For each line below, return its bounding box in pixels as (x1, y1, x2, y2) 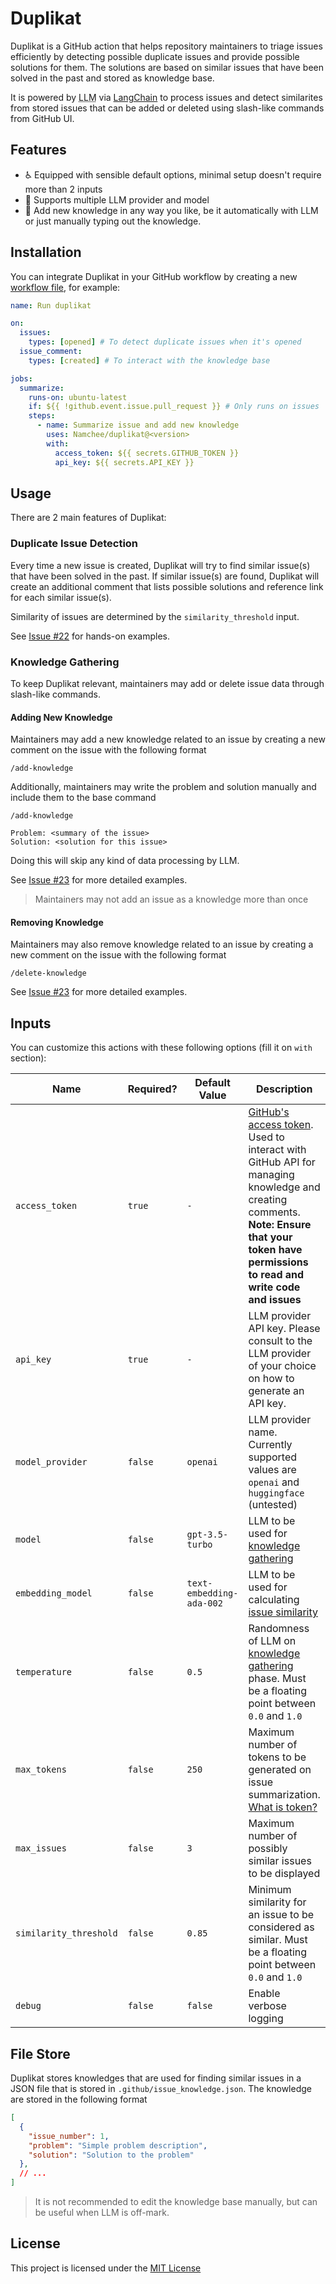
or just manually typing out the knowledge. (24, 215, 202, 227)
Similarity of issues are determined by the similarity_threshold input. (10, 610, 300, 622)
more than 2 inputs (24, 183, 103, 195)
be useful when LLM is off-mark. (34, 2207, 170, 2218)
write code (248, 1280, 301, 1294)
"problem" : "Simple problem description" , (28, 2140, 208, 2151)
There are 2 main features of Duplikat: (10, 512, 167, 524)
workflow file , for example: (10, 281, 121, 293)
